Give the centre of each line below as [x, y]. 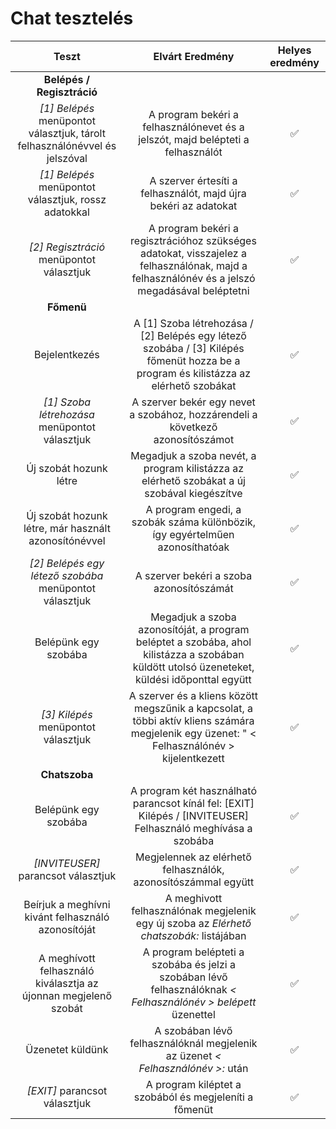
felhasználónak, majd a [193, 265]
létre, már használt [67, 528]
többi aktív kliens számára [193, 720]
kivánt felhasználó [67, 917]
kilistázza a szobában [194, 654]
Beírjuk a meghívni [67, 904]
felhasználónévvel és [67, 145]
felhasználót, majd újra [193, 193]
